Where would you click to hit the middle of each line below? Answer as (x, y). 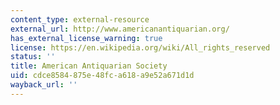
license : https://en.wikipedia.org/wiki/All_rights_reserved (140, 47)
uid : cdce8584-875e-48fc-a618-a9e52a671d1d (102, 76)
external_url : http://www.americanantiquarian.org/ (120, 29)
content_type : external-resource (80, 19)
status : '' (33, 57)
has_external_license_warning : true (86, 38)
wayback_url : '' (44, 85)
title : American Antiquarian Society (89, 66)
